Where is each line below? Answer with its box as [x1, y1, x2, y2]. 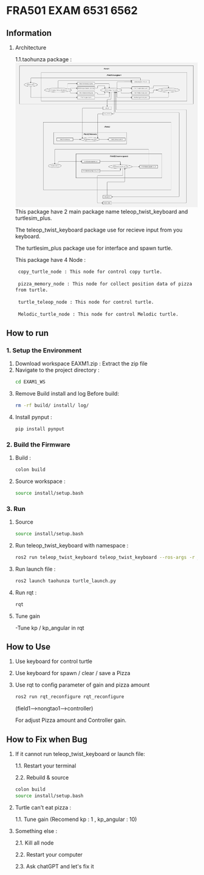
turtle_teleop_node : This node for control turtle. [18, 299, 154, 306]
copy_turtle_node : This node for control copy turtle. [18, 269, 163, 275]
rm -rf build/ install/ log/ [15, 402, 89, 409]
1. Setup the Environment [6, 346, 82, 354]
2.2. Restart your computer [15, 851, 83, 858]
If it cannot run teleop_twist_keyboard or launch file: [15, 750, 146, 758]
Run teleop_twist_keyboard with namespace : [15, 542, 129, 549]
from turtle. [15, 287, 49, 293]
